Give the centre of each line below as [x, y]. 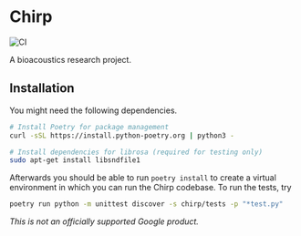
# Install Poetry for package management [89, 127]
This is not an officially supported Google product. [104, 221]
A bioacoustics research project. [71, 59]
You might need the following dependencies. [93, 110]
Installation [42, 88]
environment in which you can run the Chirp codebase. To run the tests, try [150, 188]
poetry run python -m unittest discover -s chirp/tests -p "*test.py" [146, 204]
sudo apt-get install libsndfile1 [75, 160]
